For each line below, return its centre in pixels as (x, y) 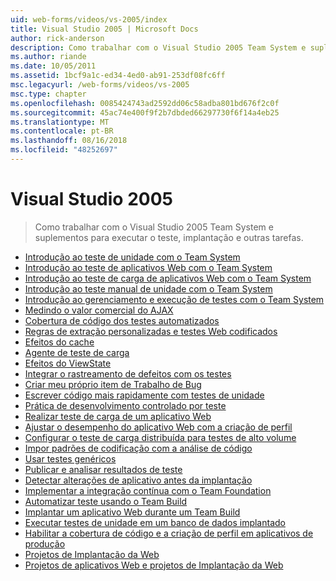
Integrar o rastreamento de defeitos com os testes (128, 373)
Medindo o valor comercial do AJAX (99, 310)
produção (45, 543)
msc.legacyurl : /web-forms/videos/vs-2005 (100, 85)
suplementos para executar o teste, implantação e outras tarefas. (169, 237)
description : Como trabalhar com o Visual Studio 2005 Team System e (158, 47)
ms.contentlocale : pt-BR (62, 131)
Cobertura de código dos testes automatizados (122, 320)
